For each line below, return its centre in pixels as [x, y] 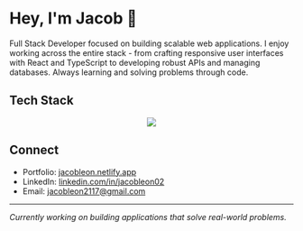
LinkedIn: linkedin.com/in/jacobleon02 [93, 181]
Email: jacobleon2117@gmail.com [84, 191]
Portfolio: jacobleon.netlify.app [79, 171]
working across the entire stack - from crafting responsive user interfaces [147, 52]
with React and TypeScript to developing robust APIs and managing [135, 62]
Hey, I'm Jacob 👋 [73, 18]
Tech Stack [41, 101]
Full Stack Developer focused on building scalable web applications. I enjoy [149, 43]
